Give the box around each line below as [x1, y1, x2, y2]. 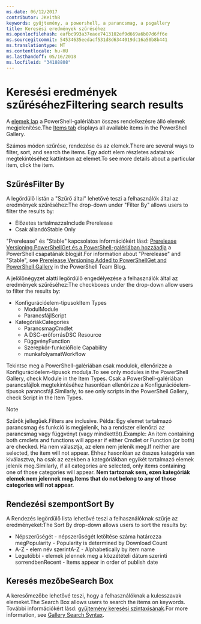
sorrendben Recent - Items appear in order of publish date [14, 558, 158, 566]
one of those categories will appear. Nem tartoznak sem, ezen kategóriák [6, 469, 190, 476]
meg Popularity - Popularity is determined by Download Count [14, 540, 168, 547]
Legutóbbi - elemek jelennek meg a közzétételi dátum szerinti [14, 552, 167, 560]
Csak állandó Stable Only [14, 226, 76, 233]
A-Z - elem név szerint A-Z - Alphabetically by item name [14, 546, 155, 553]
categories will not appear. [6, 481, 74, 488]
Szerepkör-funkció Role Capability [23, 344, 107, 351]
